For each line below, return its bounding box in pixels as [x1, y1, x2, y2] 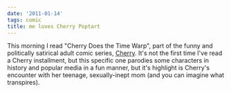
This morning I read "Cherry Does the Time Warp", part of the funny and [7, 42, 213, 50]
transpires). [7, 79, 40, 87]
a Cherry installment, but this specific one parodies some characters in [7, 56, 210, 65]
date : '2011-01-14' [7, 10, 64, 17]
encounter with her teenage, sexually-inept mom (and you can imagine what [7, 71, 225, 79]
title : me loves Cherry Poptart [7, 23, 100, 30]
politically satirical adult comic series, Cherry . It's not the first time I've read [7, 49, 223, 57]
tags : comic [7, 17, 41, 23]
